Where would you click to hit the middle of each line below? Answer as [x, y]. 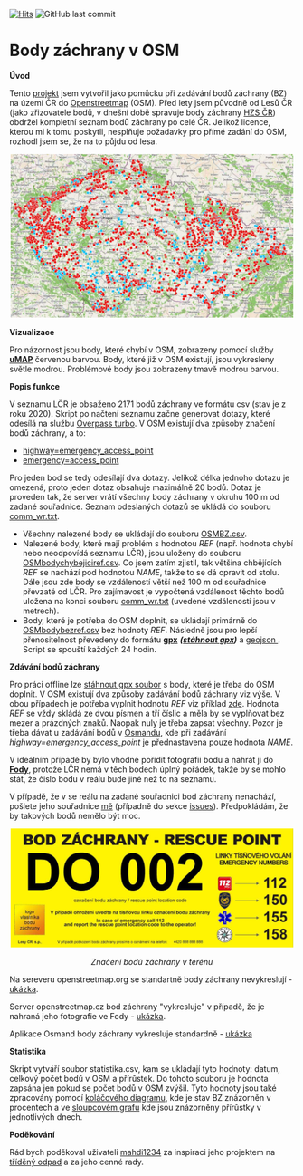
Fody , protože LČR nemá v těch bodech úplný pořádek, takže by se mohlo [148, 769]
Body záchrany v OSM [95, 51]
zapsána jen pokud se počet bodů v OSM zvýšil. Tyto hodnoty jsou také [143, 1088]
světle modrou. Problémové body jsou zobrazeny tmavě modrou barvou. [144, 369]
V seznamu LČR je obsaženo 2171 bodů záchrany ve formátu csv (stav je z [148, 404]
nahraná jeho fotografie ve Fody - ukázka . [87, 1017]
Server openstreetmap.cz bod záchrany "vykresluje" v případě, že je [137, 1007]
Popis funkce [35, 386]
